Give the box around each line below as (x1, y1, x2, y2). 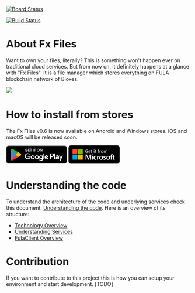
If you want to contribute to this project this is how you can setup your (6, 274, 175, 281)
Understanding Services (14, 228, 73, 235)
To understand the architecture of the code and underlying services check (6, 198, 186, 205)
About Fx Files (6, 38, 77, 51)
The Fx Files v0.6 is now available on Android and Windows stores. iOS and (6, 127, 187, 134)
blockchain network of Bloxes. (6, 75, 79, 82)
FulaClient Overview (14, 234, 63, 241)
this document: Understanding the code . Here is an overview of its (6, 204, 166, 211)
